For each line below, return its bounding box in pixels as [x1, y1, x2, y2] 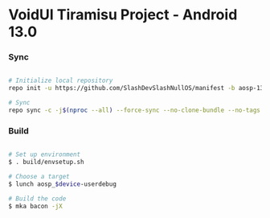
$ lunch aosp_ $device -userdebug [8, 179, 117, 188]
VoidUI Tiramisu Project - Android [8, 6, 238, 24]
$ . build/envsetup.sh [8, 158, 84, 167]
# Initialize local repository [8, 76, 113, 85]
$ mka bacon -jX [8, 202, 63, 210]
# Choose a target [8, 173, 70, 181]
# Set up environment [8, 150, 81, 158]
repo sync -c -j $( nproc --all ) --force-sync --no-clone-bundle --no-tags [8, 106, 261, 114]
